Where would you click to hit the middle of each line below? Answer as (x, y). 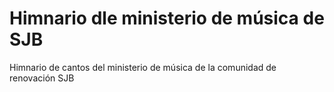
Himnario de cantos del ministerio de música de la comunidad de (143, 67)
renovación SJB (42, 78)
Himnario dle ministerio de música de (167, 18)
